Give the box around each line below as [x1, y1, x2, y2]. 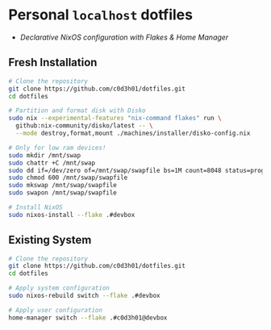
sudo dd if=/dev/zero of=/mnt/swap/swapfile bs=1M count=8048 [8, 166, 222, 174]
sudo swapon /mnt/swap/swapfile [8, 189, 117, 197]
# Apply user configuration [8, 306, 103, 314]
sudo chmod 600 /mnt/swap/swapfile [8, 173, 128, 182]
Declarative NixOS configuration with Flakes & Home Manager [19, 32, 229, 42]
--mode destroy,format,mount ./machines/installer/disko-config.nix [15, 129, 251, 137]
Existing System [8, 233, 92, 247]
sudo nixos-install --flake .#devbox [8, 211, 135, 219]
